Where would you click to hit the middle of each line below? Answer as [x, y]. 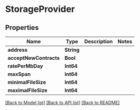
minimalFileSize [27, 82]
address [18, 50]
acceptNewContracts [34, 58]
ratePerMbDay [25, 66]
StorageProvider [40, 9]
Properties [22, 28]
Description [98, 42]
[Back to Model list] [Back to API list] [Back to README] [62, 103]
